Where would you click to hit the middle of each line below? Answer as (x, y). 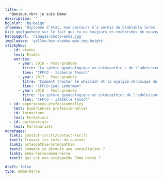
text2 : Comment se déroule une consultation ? (57, 149)
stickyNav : (16, 45)
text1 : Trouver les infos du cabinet (48, 140)
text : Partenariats (33, 126)
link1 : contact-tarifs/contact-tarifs (49, 136)
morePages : (16, 131)
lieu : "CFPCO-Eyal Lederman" (52, 86)
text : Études (27, 54)
